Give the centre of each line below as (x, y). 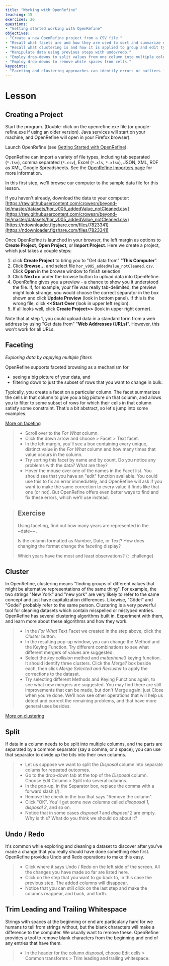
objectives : (18, 33)
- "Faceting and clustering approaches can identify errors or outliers (83, 71)
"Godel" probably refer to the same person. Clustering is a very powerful (80, 605)
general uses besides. (48, 706)
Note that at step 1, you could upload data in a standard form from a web (80, 318)
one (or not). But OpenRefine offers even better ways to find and (92, 492)
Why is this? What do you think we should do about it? (81, 818)
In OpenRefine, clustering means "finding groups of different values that (80, 584)
